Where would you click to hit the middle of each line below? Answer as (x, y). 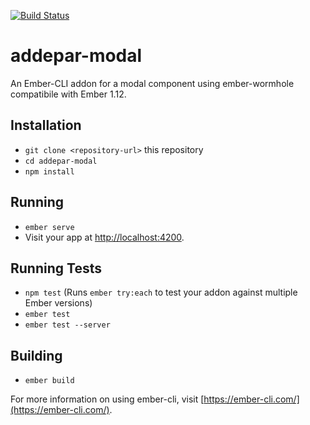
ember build (49, 381)
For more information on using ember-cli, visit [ (107, 399)
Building (36, 355)
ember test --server (67, 325)
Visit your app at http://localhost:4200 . (104, 237)
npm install (49, 171)
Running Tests (56, 268)
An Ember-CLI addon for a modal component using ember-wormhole (152, 83)
